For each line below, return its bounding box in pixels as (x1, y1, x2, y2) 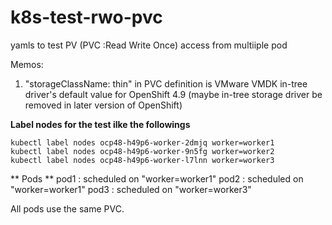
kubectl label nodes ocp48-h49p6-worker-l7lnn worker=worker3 (10, 155, 275, 165)
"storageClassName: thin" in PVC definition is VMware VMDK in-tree (24, 77, 308, 90)
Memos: (10, 58, 44, 70)
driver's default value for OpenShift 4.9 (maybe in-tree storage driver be (24, 88, 323, 100)
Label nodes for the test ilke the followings (10, 118, 191, 130)
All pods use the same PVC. (10, 202, 125, 215)
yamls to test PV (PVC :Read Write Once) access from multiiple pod (10, 39, 288, 51)
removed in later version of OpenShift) (24, 99, 183, 111)
